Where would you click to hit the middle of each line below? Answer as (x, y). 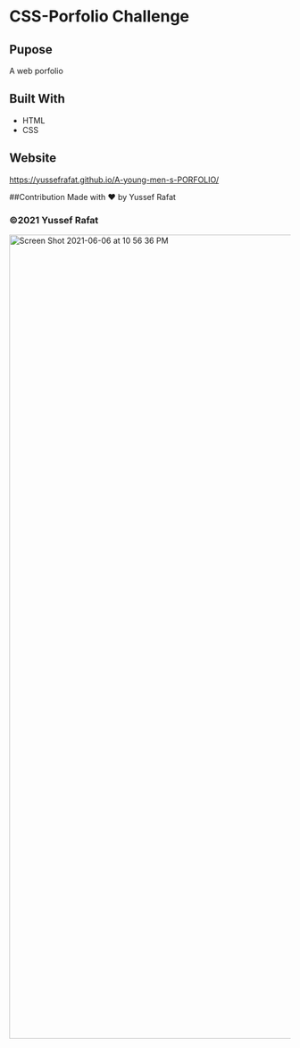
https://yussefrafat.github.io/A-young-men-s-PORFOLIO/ (114, 180)
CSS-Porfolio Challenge (100, 17)
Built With (37, 99)
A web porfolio (37, 71)
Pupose (31, 50)
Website (33, 158)
